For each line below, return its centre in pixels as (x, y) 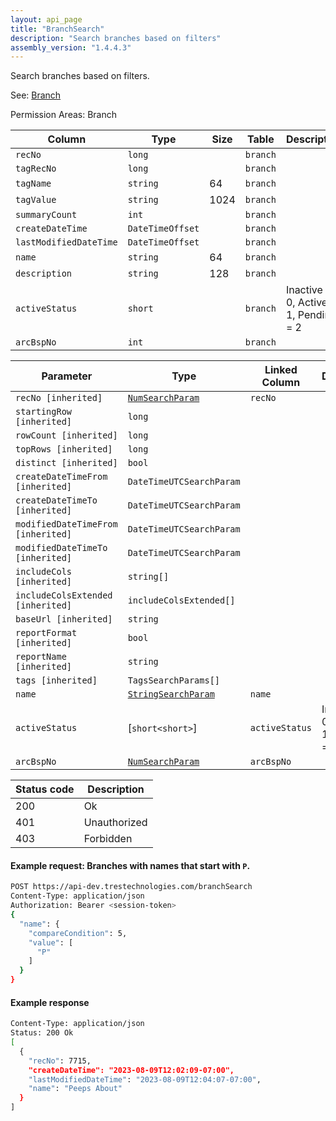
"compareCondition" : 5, (78, 933)
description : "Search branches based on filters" (116, 38)
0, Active (306, 303)
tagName (33, 184)
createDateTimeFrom (61, 477)
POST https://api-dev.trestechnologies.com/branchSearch (131, 887)
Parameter (67, 376)
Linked (281, 370)
